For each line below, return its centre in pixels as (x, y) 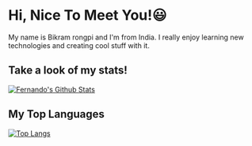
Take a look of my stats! (68, 71)
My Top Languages (57, 114)
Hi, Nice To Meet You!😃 (88, 15)
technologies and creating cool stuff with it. (79, 45)
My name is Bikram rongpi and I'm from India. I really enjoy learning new (126, 37)
